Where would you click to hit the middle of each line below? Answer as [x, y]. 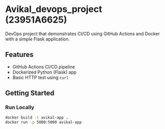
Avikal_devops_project [54, 9]
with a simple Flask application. [38, 39]
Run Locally [20, 107]
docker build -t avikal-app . [37, 118]
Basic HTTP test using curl [40, 77]
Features [19, 55]
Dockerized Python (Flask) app [44, 72]
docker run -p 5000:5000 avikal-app [43, 122]
